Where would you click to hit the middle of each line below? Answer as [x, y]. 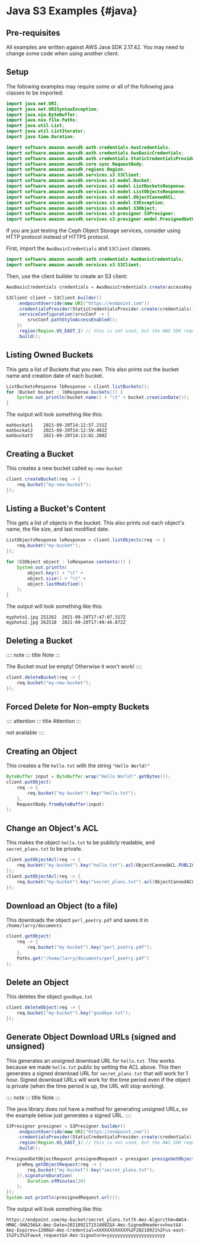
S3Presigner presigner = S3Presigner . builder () [66, 1126]
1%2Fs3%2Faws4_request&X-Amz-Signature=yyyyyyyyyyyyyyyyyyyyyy [86, 1236]
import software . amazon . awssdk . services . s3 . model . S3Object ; [82, 208]
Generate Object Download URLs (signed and [91, 1037]
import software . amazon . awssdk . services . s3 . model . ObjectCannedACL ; [91, 197]
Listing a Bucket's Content [56, 508]
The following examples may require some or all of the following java [90, 86]
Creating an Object [42, 751]
